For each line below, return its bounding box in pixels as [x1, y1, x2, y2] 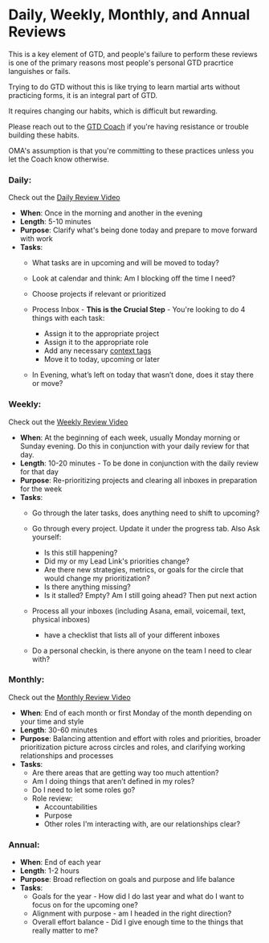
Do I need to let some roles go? [31, 785, 136, 794]
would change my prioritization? [43, 573, 151, 583]
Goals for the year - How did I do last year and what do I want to [31, 892, 245, 901]
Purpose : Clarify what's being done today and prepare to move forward [19, 225, 258, 235]
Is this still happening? [43, 547, 118, 557]
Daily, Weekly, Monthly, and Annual [8, 6, 251, 24]
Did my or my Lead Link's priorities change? [43, 556, 190, 566]
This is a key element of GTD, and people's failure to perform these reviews [8, 49, 259, 59]
